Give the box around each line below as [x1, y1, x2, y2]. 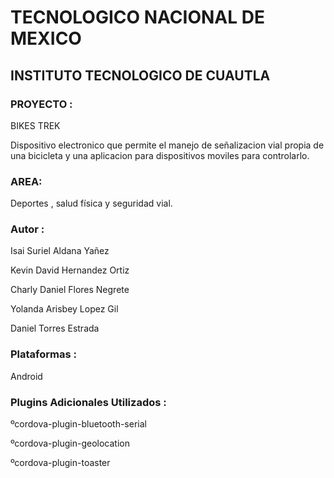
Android [10, 370, 43, 382]
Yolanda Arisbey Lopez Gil [10, 303, 119, 315]
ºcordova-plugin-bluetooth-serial [10, 418, 147, 430]
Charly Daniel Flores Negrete [10, 284, 130, 296]
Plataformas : [10, 347, 78, 361]
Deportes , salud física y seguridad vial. [10, 197, 173, 210]
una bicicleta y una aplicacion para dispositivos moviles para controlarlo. [10, 149, 310, 161]
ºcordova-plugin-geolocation [10, 437, 130, 450]
